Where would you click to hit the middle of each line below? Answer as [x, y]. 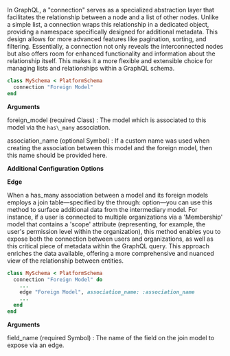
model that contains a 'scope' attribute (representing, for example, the [106, 224]
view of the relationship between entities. [65, 261]
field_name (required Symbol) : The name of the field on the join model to [111, 337]
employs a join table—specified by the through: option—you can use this [110, 202]
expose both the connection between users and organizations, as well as [111, 239]
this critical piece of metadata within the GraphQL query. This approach [108, 246]
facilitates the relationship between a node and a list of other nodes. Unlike [113, 17]
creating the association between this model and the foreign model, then [110, 147]
